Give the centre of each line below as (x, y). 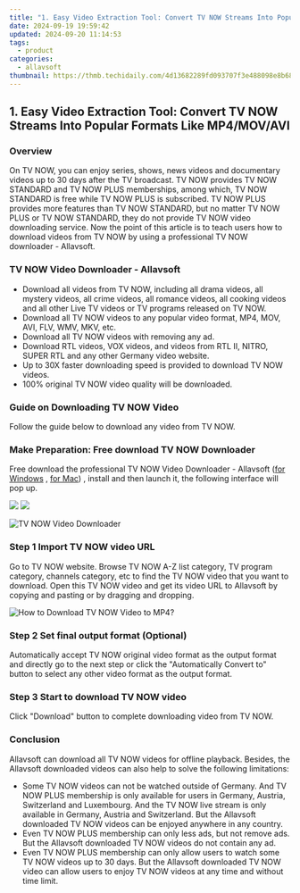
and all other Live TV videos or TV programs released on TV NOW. (144, 308)
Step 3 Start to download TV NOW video (98, 697)
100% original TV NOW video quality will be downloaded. (127, 384)
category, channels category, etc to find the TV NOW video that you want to (149, 576)
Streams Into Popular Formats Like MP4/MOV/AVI (150, 126)
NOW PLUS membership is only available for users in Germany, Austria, (154, 795)
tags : (19, 42)
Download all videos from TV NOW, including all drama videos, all (142, 289)
